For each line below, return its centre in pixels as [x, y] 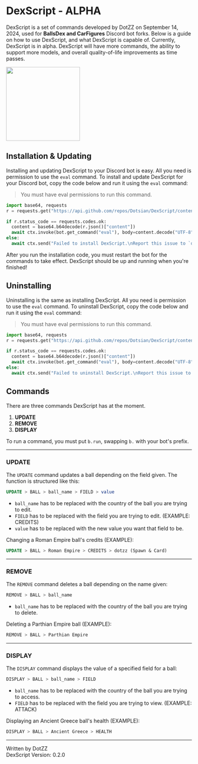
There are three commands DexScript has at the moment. [76, 405]
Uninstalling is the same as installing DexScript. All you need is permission [96, 300]
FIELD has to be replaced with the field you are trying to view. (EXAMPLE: [103, 703]
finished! [17, 267]
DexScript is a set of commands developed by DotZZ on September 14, [92, 27]
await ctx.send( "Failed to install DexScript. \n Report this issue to [98, 243]
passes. [16, 58]
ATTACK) [26, 709]
